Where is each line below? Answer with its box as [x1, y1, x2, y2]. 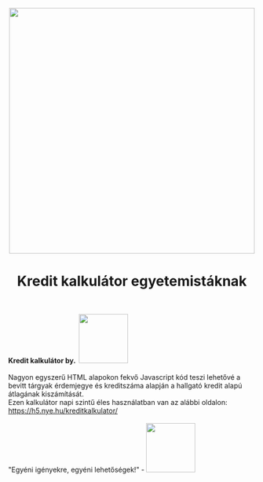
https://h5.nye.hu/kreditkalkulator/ [8, 406, 119, 415]
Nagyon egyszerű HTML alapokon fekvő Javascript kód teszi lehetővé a [8, 372, 241, 381]
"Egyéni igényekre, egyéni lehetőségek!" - [8, 465, 145, 474]
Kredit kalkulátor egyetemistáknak [16, 272, 247, 290]
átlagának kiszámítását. [8, 389, 84, 399]
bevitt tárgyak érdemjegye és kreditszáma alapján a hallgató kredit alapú [8, 381, 243, 390]
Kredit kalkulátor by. [8, 355, 76, 365]
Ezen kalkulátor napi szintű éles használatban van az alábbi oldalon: [8, 397, 228, 407]
